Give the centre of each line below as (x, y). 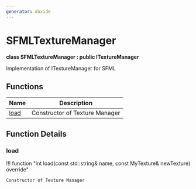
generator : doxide (28, 11)
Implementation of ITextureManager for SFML (61, 68)
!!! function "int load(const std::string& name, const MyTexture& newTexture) (98, 163)
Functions (25, 87)
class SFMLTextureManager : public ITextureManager (73, 57)
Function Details (37, 134)
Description (76, 103)
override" (18, 170)
